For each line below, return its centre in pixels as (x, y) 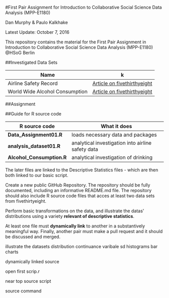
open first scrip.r (23, 271)
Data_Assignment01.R (35, 135)
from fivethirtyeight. (26, 201)
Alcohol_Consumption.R (37, 157)
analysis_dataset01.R (34, 146)
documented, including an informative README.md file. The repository (78, 190)
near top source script (28, 281)
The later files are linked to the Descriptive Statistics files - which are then (82, 170)
